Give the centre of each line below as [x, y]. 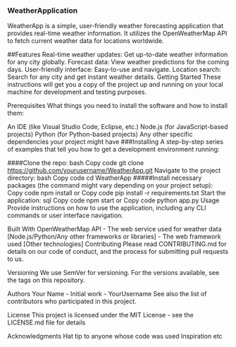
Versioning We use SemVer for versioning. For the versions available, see [113, 273]
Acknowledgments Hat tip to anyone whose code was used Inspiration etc [115, 336]
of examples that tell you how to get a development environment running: [113, 150]
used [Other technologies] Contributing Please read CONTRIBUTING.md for [117, 244]
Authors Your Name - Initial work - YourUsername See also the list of [107, 294]
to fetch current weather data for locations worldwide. [86, 41]
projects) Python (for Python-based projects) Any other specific [100, 134]
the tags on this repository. [46, 280]
